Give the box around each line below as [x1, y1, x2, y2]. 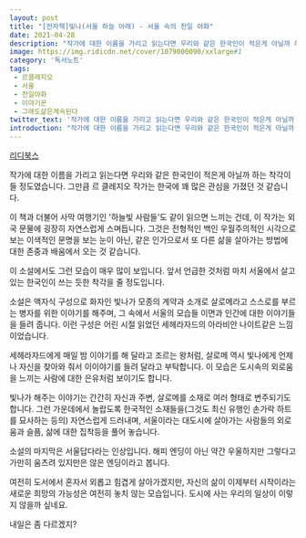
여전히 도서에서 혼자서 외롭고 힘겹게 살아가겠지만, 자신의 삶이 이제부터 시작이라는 [9, 477, 297, 487]
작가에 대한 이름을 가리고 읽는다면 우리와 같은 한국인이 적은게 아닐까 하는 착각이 [9, 170, 291, 180]
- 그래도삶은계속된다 [13, 107, 78, 116]
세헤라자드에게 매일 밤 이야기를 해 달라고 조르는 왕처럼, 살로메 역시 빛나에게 [9, 350, 277, 361]
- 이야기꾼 [13, 98, 47, 108]
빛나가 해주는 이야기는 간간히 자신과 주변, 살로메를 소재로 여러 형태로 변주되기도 [9, 392, 291, 403]
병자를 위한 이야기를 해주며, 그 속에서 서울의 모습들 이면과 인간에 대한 [18, 308, 264, 318]
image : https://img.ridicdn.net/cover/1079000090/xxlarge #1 [9, 47, 243, 57]
